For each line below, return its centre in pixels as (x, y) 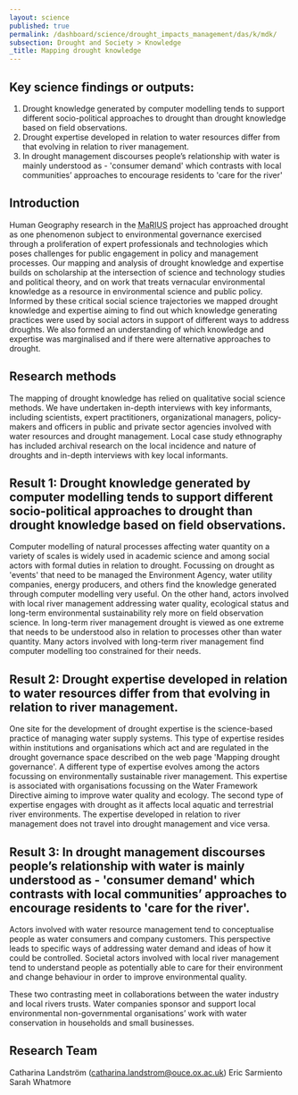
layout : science (39, 17)
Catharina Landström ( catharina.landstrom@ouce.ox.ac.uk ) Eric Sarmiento (146, 1072)
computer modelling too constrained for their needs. (105, 651)
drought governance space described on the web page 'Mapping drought (145, 758)
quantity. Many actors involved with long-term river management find (137, 641)
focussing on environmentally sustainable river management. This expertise (149, 777)
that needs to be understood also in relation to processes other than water (146, 632)
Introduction (45, 204)
